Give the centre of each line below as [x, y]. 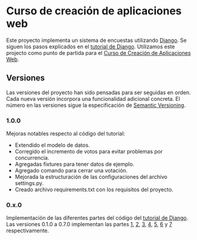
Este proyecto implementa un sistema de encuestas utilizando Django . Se [96, 40]
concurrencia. [32, 158]
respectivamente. [28, 230]
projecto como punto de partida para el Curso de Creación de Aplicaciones [98, 53]
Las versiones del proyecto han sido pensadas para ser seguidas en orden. [98, 92]
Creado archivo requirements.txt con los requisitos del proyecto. [94, 190]
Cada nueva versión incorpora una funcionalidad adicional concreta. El [93, 99]
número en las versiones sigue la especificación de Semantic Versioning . [96, 105]
